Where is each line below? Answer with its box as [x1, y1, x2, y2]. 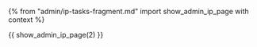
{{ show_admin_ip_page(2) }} [8, 31, 104, 39]
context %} [8, 15, 45, 24]
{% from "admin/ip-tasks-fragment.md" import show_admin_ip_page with [8, 7, 249, 16]
